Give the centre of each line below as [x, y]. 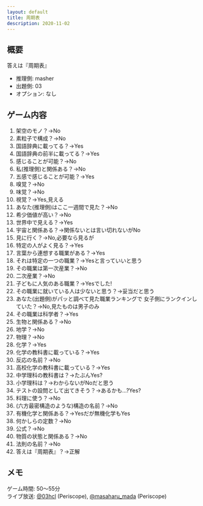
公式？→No [30, 429]
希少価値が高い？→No [44, 215]
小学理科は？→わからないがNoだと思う [65, 383]
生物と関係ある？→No [44, 322]
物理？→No [30, 337]
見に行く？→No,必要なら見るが [55, 238]
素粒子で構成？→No [41, 138]
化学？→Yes [31, 345]
